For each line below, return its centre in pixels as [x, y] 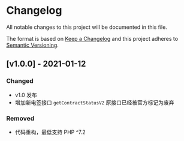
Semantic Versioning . [32, 45]
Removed [20, 118]
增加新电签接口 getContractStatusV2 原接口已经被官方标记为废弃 [94, 102]
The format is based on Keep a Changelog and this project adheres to [92, 38]
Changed [20, 81]
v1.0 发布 [26, 95]
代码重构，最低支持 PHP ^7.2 [50, 132]
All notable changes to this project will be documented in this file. [87, 27]
